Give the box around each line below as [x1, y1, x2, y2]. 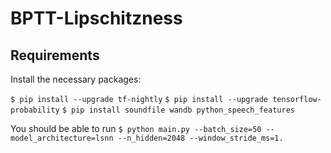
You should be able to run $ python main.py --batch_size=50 [10, 123, 262, 134]
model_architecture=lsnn [10, 133, 114, 143]
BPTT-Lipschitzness [10, 7, 183, 30]
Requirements [10, 47, 100, 64]
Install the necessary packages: [10, 73, 142, 85]
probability [10, 105, 60, 115]
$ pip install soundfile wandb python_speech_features [61, 105, 295, 115]
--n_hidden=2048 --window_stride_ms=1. [117, 133, 284, 143]
